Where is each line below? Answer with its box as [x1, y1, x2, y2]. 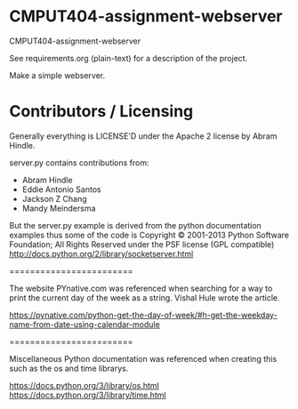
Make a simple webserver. [9, 69, 106, 81]
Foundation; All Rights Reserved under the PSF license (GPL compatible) [9, 238, 275, 250]
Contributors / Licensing [9, 101, 194, 122]
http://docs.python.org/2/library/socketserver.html [9, 248, 194, 259]
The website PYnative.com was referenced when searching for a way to [9, 283, 273, 293]
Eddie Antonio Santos [21, 184, 101, 195]
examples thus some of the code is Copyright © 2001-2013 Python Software [9, 229, 290, 240]
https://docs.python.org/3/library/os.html [9, 380, 160, 390]
